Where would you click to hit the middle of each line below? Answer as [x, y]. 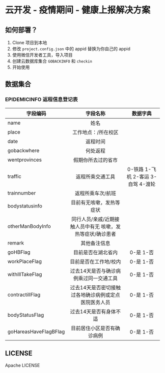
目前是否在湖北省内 [96, 252]
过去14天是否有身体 [93, 311]
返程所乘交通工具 [96, 176]
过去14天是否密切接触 [96, 287]
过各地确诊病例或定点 [96, 295]
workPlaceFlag [25, 261]
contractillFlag [24, 295]
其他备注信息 [96, 243]
